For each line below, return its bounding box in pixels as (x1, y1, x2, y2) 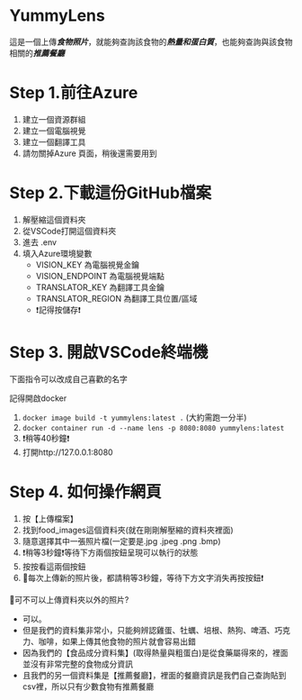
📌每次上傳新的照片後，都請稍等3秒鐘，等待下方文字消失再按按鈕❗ (22, 572, 264, 583)
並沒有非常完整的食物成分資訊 (22, 659, 133, 669)
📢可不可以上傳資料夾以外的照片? (9, 594, 129, 605)
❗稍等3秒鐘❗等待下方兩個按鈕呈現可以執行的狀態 (22, 547, 199, 558)
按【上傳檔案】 (22, 513, 78, 523)
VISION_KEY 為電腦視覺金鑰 (35, 259, 140, 270)
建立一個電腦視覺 (22, 125, 86, 136)
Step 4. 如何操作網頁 (9, 481, 162, 502)
